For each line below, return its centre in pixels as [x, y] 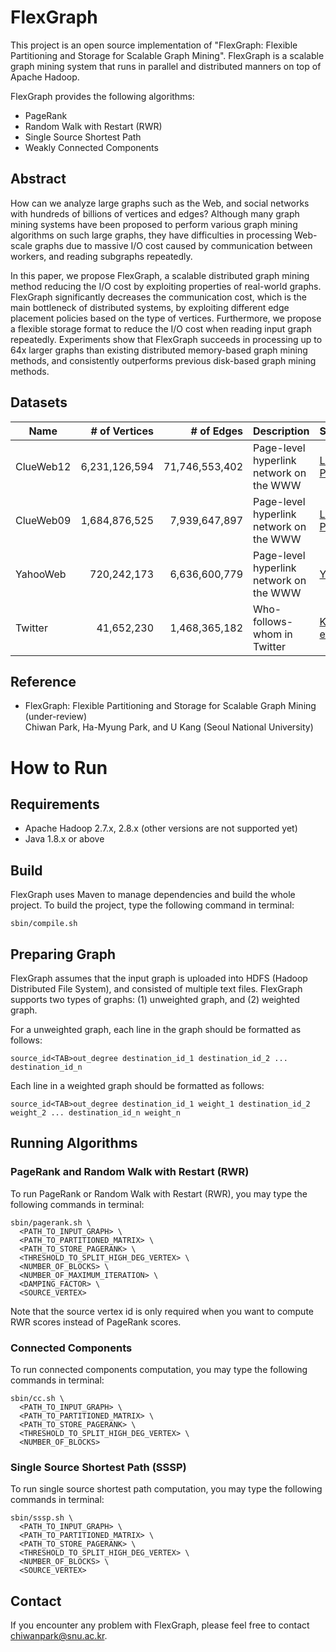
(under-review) [56, 717]
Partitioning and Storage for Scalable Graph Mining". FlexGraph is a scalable [167, 55]
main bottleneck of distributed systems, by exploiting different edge [150, 307]
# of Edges [217, 431]
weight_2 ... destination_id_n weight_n [96, 1113]
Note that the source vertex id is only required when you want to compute [162, 1311]
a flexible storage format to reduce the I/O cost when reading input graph [161, 328]
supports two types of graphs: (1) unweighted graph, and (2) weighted [155, 999]
